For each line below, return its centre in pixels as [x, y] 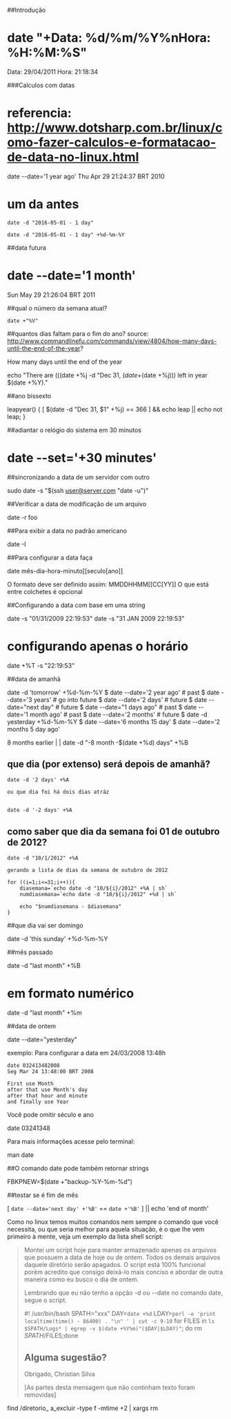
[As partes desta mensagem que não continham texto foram [109, 1387]
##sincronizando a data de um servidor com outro [79, 477]
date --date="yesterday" [42, 1039]
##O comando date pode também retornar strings [78, 1169]
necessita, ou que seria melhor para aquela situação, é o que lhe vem [106, 1230]
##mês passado [30, 952]
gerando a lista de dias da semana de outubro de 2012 [88, 871]
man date [21, 1155]
